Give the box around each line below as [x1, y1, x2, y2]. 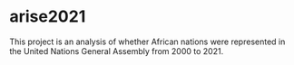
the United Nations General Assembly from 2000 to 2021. [9, 45, 224, 56]
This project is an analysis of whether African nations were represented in [9, 36, 286, 47]
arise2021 [9, 6, 86, 27]
